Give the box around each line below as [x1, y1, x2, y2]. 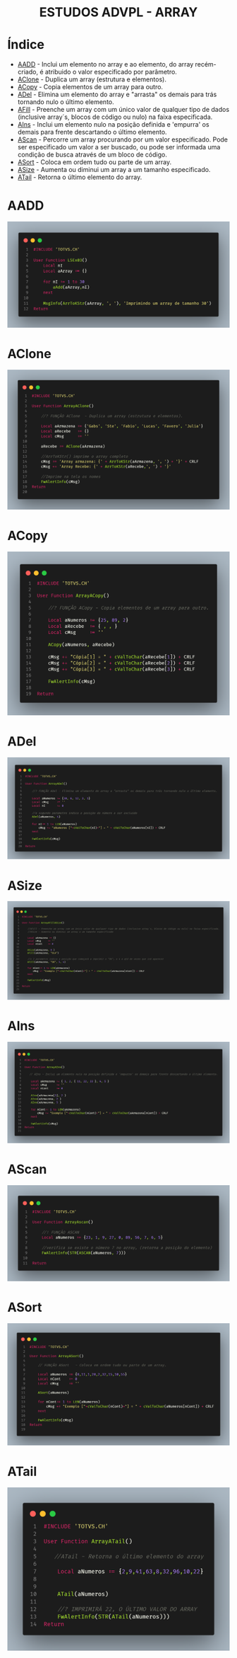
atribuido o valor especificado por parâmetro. [44, 68, 178, 76]
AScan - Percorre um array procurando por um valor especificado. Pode [17, 135, 228, 144]
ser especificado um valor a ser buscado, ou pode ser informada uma [17, 143, 221, 151]
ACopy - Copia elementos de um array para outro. [17, 83, 164, 91]
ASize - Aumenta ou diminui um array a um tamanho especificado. [17, 166, 211, 174]
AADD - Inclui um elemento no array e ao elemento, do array [17, 60, 194, 69]
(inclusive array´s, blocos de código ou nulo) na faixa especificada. [17, 113, 213, 121]
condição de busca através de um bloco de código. [17, 150, 167, 159]
